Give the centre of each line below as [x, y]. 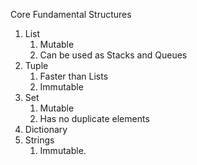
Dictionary [46, 129]
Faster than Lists [74, 76]
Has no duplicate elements [94, 118]
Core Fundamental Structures [71, 14]
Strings [39, 140]
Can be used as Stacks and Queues [113, 55]
